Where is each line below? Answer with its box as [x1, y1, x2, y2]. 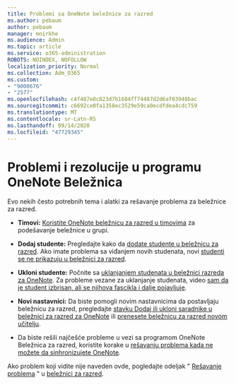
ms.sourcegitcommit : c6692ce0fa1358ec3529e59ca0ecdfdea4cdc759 [7, 102, 198, 109]
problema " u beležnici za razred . [7, 369, 104, 378]
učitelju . [17, 319, 41, 328]
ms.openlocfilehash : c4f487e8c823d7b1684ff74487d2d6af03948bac [7, 96, 198, 103]
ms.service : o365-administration [7, 50, 106, 57]
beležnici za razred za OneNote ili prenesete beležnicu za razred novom [17, 312, 228, 321]
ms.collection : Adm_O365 [7, 69, 81, 76]
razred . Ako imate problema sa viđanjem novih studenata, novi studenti [17, 247, 225, 256]
